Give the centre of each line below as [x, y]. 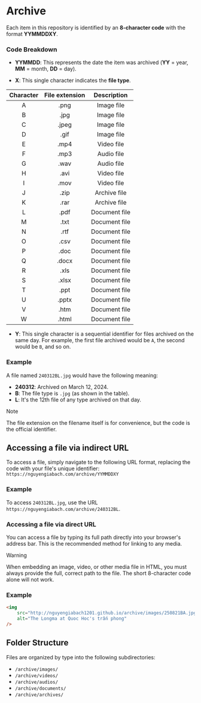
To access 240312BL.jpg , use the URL [52, 502]
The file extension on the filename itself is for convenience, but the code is [98, 422]
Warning [16, 555]
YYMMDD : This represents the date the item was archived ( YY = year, [101, 63]
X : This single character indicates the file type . [73, 80]
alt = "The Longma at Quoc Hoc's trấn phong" [72, 618]
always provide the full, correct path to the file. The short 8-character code [99, 573]
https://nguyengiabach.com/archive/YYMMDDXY [63, 474]
